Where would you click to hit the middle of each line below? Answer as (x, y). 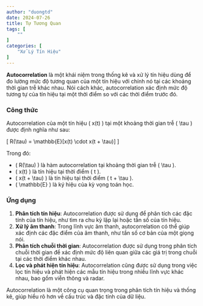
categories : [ (24, 46)
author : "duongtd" (30, 12)
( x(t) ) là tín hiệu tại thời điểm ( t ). (58, 171)
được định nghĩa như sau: (38, 129)
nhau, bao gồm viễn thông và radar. (60, 279)
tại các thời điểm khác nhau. (51, 259)
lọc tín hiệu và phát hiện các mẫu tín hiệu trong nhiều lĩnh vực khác (99, 272)
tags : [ (16, 29)
